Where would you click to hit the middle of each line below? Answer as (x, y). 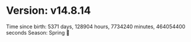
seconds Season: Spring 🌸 (38, 32)
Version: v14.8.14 (49, 11)
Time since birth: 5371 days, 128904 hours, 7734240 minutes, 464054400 (96, 26)
